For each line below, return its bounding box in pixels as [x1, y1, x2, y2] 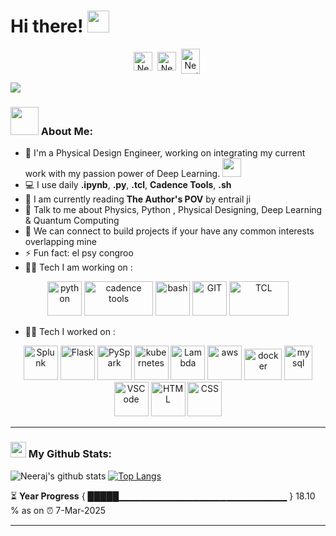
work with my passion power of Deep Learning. [24, 168, 221, 180]
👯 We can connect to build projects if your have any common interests [24, 225, 315, 237]
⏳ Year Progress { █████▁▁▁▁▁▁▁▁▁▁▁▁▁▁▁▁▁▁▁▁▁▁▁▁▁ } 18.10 [10, 490, 316, 502]
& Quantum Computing [24, 215, 120, 227]
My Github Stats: [28, 447, 113, 461]
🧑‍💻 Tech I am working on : [24, 261, 133, 274]
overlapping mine [24, 236, 97, 248]
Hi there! [10, 15, 84, 38]
